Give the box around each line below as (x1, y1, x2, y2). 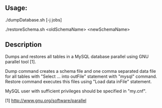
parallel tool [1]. (5, 59, 36, 65)
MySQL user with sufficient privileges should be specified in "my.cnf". (5, 88, 147, 94)
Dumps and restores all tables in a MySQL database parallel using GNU (5, 53, 149, 59)
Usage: (5, 4, 28, 12)
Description (5, 41, 42, 49)
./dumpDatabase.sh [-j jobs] (5, 17, 62, 22)
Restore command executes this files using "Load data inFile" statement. (5, 78, 152, 85)
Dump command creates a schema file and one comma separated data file (5, 68, 156, 74)
